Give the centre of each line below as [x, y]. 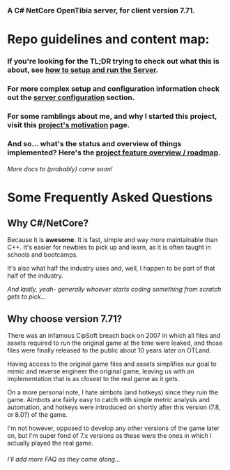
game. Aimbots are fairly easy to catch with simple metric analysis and [109, 400]
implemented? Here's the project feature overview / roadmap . [114, 152]
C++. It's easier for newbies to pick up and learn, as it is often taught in [109, 248]
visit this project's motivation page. [69, 124]
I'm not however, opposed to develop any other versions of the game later [113, 428]
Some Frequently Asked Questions [110, 197]
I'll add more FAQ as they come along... [64, 459]
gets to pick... [27, 297]
